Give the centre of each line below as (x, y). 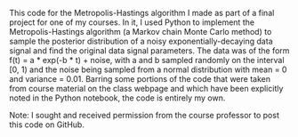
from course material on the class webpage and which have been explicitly (146, 89)
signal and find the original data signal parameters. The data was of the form (149, 51)
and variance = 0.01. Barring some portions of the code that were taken (140, 79)
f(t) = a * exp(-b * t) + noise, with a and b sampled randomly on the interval (147, 60)
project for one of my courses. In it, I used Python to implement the (132, 22)
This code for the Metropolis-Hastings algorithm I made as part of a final (142, 13)
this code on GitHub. (47, 125)
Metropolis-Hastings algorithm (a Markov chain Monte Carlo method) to (141, 32)
